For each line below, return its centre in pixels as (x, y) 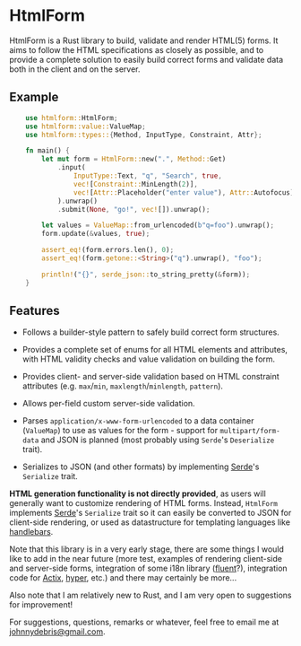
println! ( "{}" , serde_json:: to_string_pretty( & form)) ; (146, 275)
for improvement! (41, 605)
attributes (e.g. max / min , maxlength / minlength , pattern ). (123, 386)
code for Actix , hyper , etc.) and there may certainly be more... (123, 578)
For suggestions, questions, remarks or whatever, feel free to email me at (144, 622)
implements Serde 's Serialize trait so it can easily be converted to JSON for (150, 513)
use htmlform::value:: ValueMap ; (86, 127)
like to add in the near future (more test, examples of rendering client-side (146, 559)
